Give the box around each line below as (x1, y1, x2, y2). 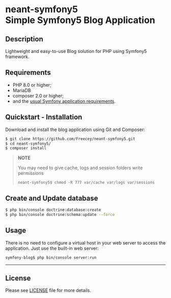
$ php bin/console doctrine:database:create (5, 207, 101, 212)
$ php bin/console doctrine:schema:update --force (5, 212, 115, 217)
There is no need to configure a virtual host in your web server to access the (5, 239, 166, 246)
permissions (17, 170, 44, 176)
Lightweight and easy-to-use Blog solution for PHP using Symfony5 (5, 48, 147, 54)
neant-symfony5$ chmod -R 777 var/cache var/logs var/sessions (17, 180, 155, 185)
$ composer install (5, 146, 47, 151)
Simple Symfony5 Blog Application (5, 14, 155, 26)
